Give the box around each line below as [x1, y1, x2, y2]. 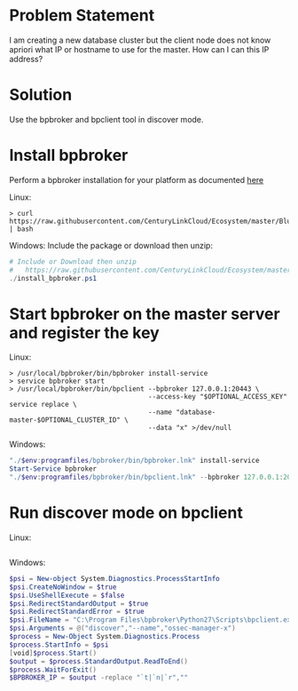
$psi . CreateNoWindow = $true [9, 583, 117, 592]
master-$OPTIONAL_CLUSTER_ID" [9, 416, 122, 425]
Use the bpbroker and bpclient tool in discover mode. [9, 114, 204, 124]
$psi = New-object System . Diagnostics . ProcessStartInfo [9, 574, 220, 583]
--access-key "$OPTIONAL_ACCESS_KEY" [147, 393, 288, 401]
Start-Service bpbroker [9, 465, 98, 473]
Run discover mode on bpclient [9, 503, 244, 523]
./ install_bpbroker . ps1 [9, 274, 98, 282]
